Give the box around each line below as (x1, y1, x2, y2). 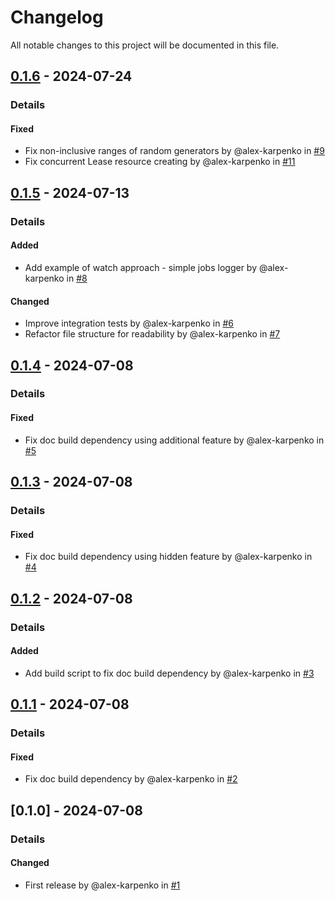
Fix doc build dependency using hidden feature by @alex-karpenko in (24, 551, 313, 563)
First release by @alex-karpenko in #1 (24, 879, 181, 891)
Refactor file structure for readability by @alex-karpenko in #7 (24, 328, 281, 340)
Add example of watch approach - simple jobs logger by (24, 261, 258, 273)
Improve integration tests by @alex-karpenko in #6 (24, 317, 234, 330)
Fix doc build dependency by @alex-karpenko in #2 (24, 773, 238, 785)
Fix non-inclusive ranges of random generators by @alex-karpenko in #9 (24, 145, 325, 157)
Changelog (10, 6, 104, 29)
